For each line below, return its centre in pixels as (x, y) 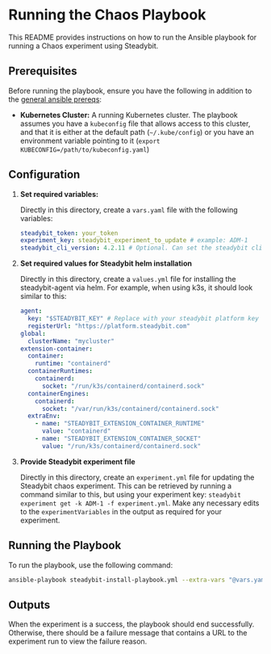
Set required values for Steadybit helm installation (106, 263)
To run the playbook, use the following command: (91, 565)
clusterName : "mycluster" (71, 341)
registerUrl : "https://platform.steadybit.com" (109, 326)
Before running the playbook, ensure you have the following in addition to (130, 90)
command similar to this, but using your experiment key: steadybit (131, 494)
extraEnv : (44, 416)
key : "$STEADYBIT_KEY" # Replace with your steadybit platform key (144, 319)
